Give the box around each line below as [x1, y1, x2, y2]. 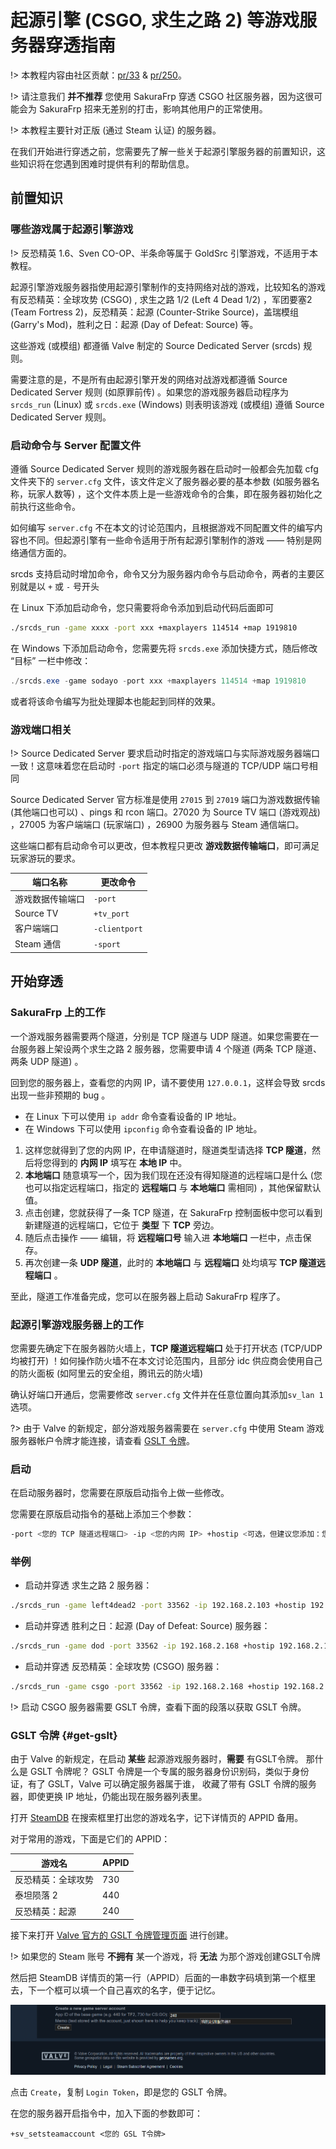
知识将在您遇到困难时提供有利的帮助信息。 [18, 157, 195, 170]
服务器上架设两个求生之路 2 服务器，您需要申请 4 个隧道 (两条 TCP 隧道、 [18, 1042, 323, 1055]
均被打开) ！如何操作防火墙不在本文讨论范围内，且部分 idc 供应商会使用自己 [10, 1354, 323, 1366]
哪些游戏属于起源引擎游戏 [10, 222, 134, 236]
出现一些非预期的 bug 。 [10, 1089, 111, 1101]
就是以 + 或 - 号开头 [18, 580, 100, 592]
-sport [93, 939, 121, 950]
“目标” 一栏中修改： [10, 654, 92, 666]
